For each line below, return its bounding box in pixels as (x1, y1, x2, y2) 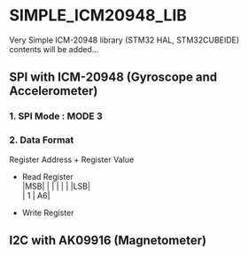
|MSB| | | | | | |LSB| (21, 181, 91, 191)
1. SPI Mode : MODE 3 (9, 110, 104, 122)
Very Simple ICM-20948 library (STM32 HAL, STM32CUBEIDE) (9, 35, 240, 45)
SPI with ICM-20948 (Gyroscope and (9, 70, 218, 85)
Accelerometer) (9, 83, 98, 98)
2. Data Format (9, 134, 74, 146)
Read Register (21, 171, 74, 182)
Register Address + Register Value (9, 154, 135, 165)
